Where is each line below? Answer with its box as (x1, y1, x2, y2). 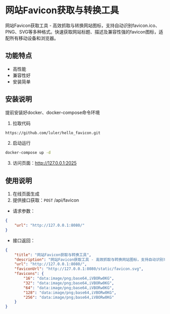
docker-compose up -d (5, 150, 51, 155)
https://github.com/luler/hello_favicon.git (5, 130, 101, 135)
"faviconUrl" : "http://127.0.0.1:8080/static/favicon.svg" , (14, 266, 144, 272)
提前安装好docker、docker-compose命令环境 (5, 109, 100, 115)
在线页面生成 (12, 191, 39, 197)
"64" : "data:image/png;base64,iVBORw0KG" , (23, 285, 114, 290)
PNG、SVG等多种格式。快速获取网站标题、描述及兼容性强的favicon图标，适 (5, 28, 163, 35)
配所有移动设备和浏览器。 (5, 35, 59, 41)
